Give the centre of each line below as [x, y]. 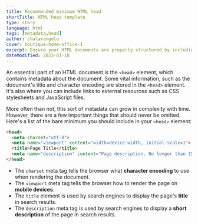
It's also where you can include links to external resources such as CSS [93, 91]
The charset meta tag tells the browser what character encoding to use [102, 170]
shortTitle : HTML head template [46, 17]
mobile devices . [34, 189]
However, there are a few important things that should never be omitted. [93, 115]
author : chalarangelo [33, 39]
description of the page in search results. [65, 214]
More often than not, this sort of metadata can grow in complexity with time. [98, 108]
